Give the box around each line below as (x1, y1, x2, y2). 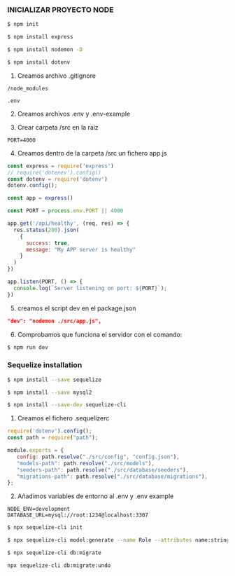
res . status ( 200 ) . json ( (13, 226, 80, 233)
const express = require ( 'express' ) (7, 163, 114, 170)
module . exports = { (7, 447, 64, 454)
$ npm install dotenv (7, 58, 71, 66)
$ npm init (7, 21, 39, 28)
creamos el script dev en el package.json (17, 303, 136, 313)
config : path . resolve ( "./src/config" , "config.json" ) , (16, 453, 180, 460)
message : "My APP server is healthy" (25, 246, 136, 253)
